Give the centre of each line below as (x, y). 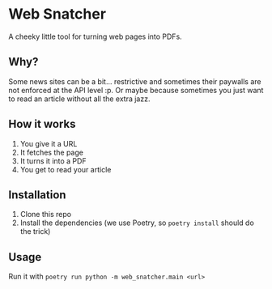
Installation (37, 195)
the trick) (35, 232)
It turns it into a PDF (53, 161)
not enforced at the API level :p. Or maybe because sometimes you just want (136, 90)
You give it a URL (49, 143)
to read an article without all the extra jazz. (79, 99)
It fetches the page (51, 152)
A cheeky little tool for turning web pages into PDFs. (95, 36)
